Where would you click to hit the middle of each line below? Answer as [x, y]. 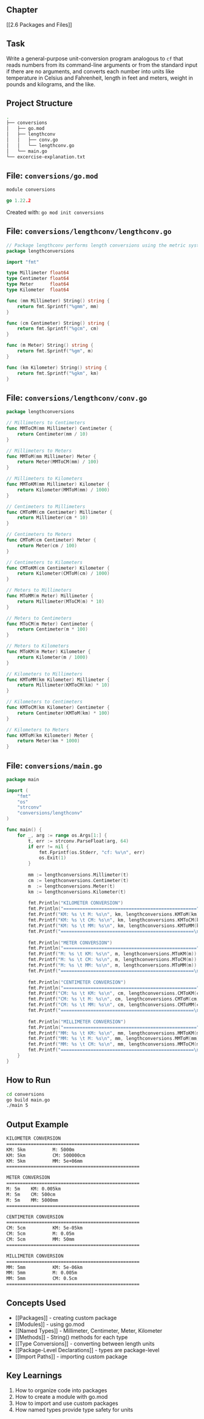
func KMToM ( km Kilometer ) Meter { [50, 735]
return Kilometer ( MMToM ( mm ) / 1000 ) [64, 490]
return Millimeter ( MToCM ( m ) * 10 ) [61, 601]
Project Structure [39, 104]
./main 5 [17, 1106]
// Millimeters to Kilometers [45, 479]
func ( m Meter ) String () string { [50, 346]
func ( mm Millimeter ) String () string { [58, 301]
